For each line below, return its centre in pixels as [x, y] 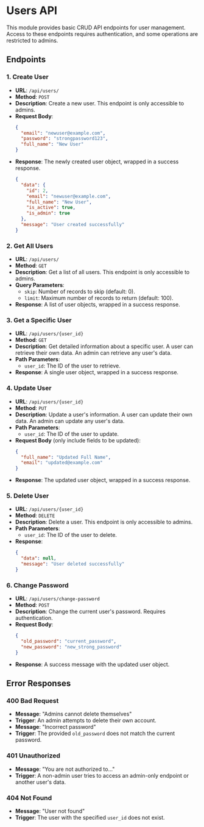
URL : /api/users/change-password [58, 598]
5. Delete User [28, 496]
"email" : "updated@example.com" [62, 463]
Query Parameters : [40, 285]
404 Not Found [29, 798]
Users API [32, 11]
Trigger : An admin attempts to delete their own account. [86, 720]
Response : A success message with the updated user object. [92, 664]
